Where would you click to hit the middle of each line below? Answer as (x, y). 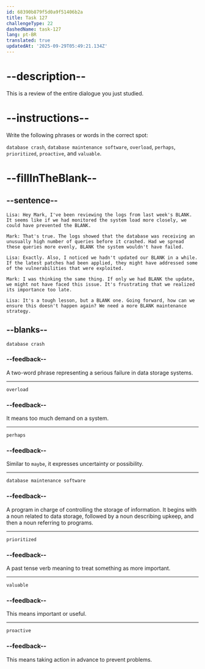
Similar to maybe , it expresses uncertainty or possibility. (75, 464)
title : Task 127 (27, 18)
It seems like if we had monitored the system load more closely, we (97, 220)
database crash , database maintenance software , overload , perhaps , (91, 147)
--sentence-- (32, 200)
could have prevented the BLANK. (49, 225)
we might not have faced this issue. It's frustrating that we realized (101, 284)
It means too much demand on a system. (58, 418)
